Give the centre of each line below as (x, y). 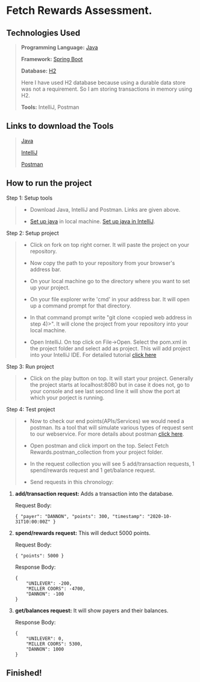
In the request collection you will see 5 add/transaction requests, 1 (112, 464)
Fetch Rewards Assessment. (79, 11)
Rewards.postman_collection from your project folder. (97, 452)
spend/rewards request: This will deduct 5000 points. (83, 533)
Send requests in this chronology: (72, 482)
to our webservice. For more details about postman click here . (107, 434)
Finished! (24, 673)
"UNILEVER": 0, (45, 638)
